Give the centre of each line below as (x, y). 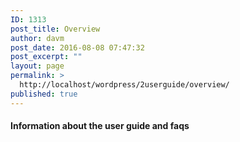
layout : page (37, 66)
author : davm (37, 38)
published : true (44, 94)
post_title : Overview (55, 29)
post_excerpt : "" (46, 57)
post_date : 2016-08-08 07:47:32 (77, 47)
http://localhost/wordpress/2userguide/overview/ (124, 85)
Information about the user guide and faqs (100, 126)
